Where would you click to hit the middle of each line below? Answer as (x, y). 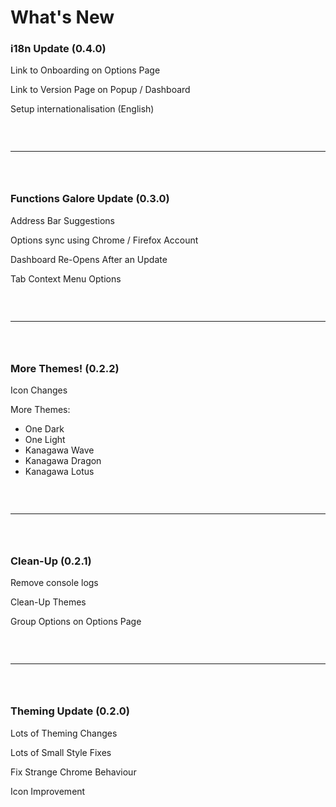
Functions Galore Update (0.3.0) (90, 199)
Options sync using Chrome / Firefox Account (104, 240)
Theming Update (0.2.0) (70, 711)
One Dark (44, 429)
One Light (45, 440)
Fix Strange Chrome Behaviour (73, 772)
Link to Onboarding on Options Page (85, 70)
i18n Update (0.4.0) (58, 49)
